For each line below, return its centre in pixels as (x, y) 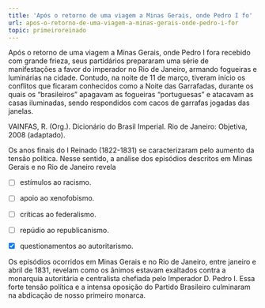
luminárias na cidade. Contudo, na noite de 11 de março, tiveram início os (127, 78)
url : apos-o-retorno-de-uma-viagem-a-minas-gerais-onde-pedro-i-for (123, 23)
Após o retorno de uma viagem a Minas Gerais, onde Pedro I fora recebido (129, 53)
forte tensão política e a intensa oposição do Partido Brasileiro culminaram (129, 287)
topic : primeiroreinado (47, 30)
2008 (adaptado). (37, 135)
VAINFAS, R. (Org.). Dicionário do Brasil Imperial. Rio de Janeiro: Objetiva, (128, 126)
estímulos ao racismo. (55, 182)
